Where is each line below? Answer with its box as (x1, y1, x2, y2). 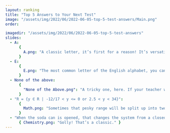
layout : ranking (5, 7, 39, 13)
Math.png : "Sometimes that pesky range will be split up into (23, 106, 157, 111)
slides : (5, 35, 22, 40)
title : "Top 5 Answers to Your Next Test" (5, 12, 96, 17)
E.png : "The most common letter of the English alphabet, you (23, 68, 157, 73)
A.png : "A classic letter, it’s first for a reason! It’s (23, 49, 148, 55)
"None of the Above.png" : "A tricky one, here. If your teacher (23, 87, 162, 92)
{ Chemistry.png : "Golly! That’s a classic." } (18, 120, 121, 125)
